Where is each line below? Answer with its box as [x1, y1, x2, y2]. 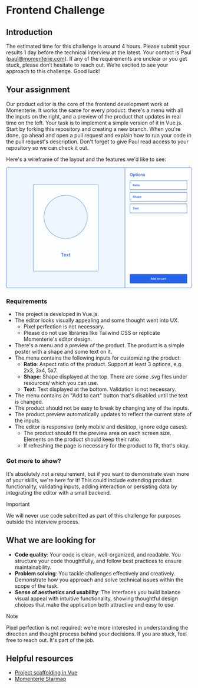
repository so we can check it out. [6, 144, 89, 151]
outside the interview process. [6, 518, 80, 525]
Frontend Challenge [6, 4, 105, 17]
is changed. [14, 399, 44, 406]
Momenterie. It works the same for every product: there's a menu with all [6, 107, 183, 114]
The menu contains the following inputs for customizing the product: [14, 354, 181, 361]
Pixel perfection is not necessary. [23, 323, 105, 330]
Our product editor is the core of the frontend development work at [6, 100, 169, 107]
